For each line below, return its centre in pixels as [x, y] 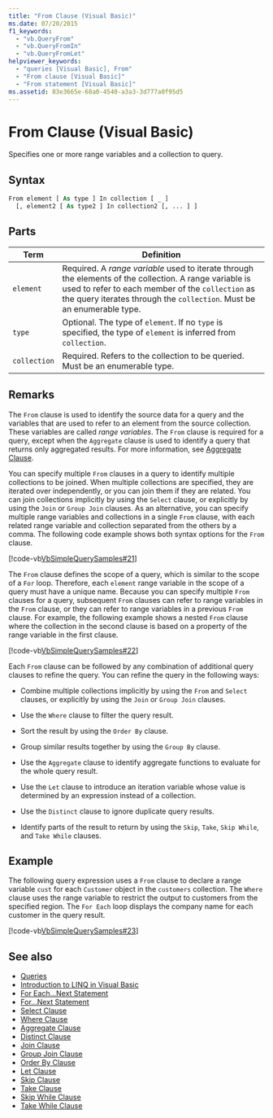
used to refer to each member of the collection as [159, 288]
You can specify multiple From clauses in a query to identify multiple [121, 474]
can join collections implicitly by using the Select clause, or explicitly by [128, 499]
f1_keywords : [30, 31]
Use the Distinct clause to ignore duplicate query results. [117, 811]
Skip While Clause [50, 1097]
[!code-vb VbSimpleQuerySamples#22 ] [74, 650]
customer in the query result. [57, 915]
